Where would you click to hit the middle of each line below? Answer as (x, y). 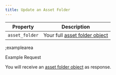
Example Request (23, 57)
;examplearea (19, 47)
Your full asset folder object (76, 35)
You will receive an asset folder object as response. (58, 67)
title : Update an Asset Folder (38, 10)
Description (76, 26)
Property (23, 26)
